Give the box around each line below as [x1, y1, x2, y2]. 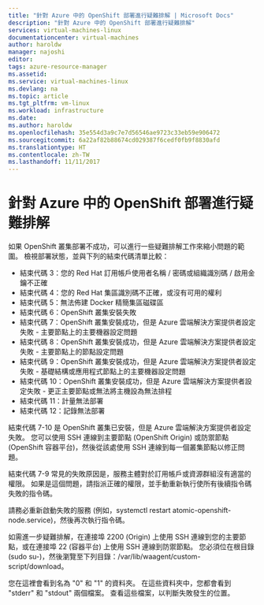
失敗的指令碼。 [8, 489, 57, 499]
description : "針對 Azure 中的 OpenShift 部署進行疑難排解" [8, 19, 195, 27]
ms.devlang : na [8, 84, 58, 93]
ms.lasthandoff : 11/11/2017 [8, 158, 101, 166]
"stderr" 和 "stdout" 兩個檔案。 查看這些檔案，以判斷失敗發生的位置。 [8, 588, 235, 598]
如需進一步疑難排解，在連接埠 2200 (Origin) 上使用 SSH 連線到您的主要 [8, 533, 240, 542]
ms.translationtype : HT [8, 143, 87, 151]
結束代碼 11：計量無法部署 [19, 396, 104, 406]
